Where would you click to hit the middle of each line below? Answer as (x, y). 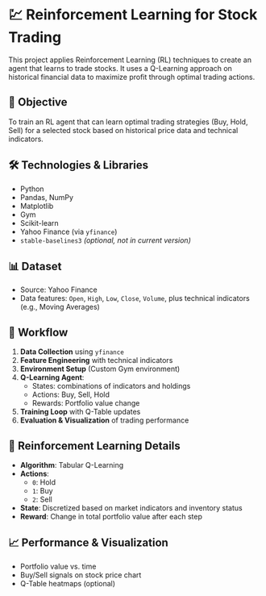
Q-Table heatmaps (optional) (67, 583)
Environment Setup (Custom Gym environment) (100, 369)
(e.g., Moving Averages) (60, 307)
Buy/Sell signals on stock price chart (81, 575)
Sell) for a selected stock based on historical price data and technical (123, 130)
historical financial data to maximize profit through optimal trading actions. (132, 77)
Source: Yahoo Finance (59, 290)
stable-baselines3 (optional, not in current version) (106, 240)
